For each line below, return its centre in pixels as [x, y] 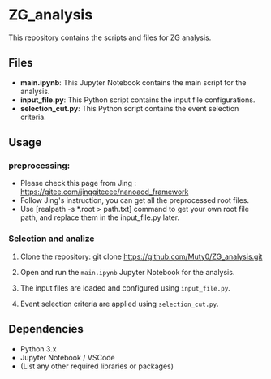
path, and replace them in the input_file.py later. [100, 217]
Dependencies [46, 329]
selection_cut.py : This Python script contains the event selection [129, 108]
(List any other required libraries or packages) [97, 366]
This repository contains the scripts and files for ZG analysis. [110, 37]
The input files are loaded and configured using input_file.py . [125, 288]
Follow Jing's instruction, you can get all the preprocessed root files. [135, 200]
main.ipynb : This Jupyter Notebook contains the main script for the [133, 82]
